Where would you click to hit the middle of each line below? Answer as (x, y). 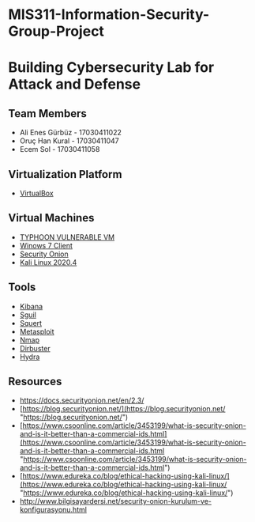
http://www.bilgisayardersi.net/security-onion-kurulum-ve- (115, 501)
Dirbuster (35, 348)
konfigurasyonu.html (53, 510)
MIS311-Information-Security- (109, 15)
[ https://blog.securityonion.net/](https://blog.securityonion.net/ (122, 409)
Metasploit (37, 331)
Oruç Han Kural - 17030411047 (69, 141)
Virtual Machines (51, 218)
